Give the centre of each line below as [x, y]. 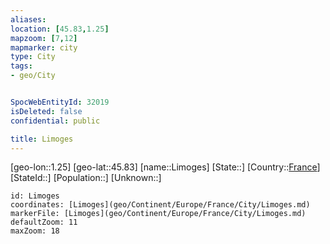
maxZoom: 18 [35, 231]
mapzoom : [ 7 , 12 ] [44, 38]
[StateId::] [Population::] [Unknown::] [86, 178]
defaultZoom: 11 [44, 222]
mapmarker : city [44, 47]
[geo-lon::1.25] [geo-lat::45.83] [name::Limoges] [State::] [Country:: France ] [165, 167]
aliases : [28, 19]
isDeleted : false [46, 111]
